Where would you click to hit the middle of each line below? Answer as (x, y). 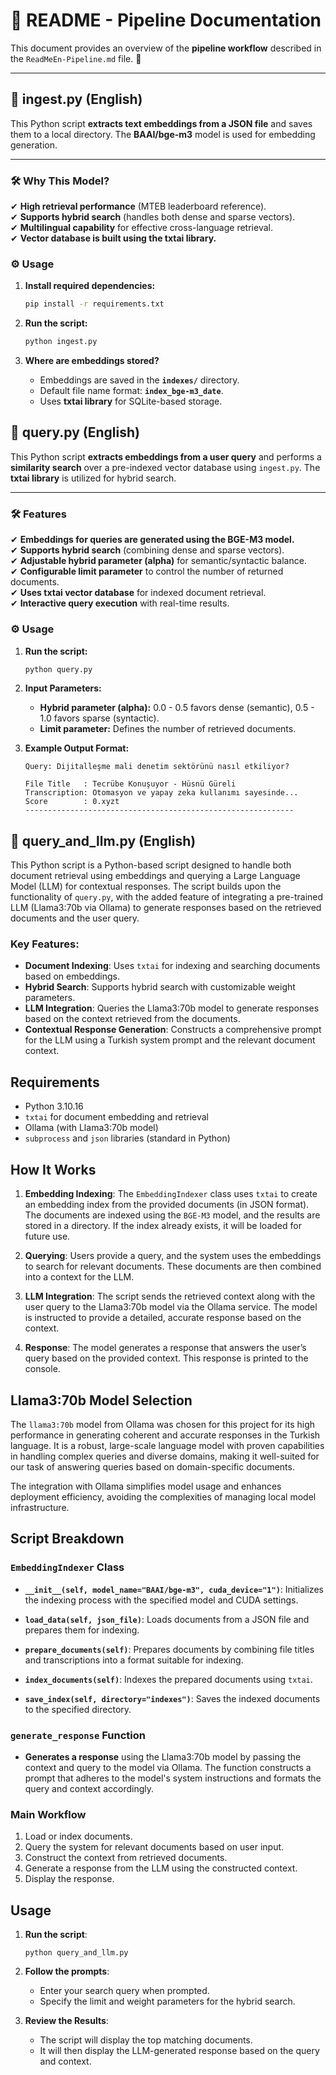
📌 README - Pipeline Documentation (166, 20)
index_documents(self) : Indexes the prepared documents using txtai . (168, 1679)
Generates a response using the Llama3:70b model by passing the (163, 1756)
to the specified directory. (78, 1709)
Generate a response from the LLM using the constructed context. (161, 1868)
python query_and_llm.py (76, 1953)
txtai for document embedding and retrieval (117, 1117)
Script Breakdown (67, 1539)
